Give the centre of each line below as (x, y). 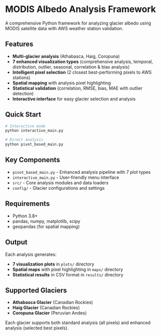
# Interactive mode (25, 126)
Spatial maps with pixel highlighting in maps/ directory (68, 269)
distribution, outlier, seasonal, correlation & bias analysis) (71, 67)
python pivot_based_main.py (34, 144)
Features (19, 44)
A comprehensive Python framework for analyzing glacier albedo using (78, 23)
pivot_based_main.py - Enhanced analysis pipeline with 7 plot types (81, 172)
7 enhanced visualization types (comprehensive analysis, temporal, (82, 62)
